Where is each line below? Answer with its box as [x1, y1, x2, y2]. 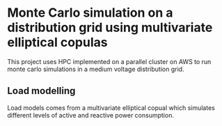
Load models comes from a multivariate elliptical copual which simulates [7, 103, 216, 112]
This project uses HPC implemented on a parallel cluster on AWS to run [7, 57, 212, 65]
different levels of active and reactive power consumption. [7, 111, 174, 119]
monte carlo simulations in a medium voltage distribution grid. [7, 65, 184, 73]
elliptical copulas [7, 35, 108, 50]
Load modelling [7, 85, 76, 97]
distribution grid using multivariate [7, 19, 213, 36]
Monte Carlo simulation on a [7, 5, 173, 21]
